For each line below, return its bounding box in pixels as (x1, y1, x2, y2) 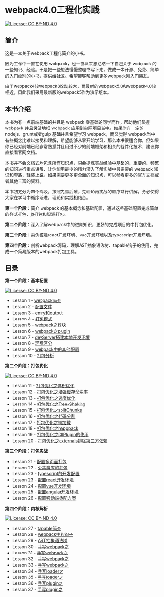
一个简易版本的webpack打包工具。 (9, 248, 80, 254)
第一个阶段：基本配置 (5, 278, 48, 284)
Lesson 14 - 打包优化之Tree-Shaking (12, 401, 86, 407)
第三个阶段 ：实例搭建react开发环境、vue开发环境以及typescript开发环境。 (5, 232, 155, 237)
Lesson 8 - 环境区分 (12, 341, 53, 346)
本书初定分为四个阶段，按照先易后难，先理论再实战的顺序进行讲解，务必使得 (5, 189, 159, 194)
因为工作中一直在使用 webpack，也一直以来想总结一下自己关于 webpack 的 (5, 61, 157, 66)
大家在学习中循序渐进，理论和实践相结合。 (5, 194, 91, 200)
